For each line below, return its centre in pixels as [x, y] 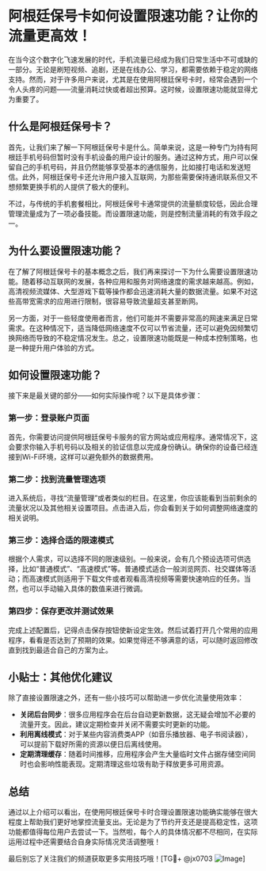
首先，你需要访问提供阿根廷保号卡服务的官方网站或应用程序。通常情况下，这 [133, 437]
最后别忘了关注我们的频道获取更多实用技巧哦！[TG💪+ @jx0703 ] [127, 859]
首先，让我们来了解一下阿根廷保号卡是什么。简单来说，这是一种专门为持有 [129, 147]
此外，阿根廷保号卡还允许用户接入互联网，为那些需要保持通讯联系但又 [136, 177]
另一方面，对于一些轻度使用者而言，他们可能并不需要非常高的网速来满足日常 [133, 318]
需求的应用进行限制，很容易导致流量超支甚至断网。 [119, 301]
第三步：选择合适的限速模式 [61, 540]
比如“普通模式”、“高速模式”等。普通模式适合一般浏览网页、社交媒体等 [135, 569]
